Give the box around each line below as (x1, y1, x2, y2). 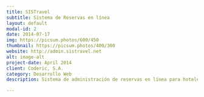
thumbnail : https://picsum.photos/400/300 (6, 43, 115, 49)
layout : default (6, 20, 47, 26)
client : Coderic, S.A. (6, 65, 64, 72)
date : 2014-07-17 (6, 32, 50, 38)
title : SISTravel (6, 8, 50, 15)
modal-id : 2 (6, 25, 36, 32)
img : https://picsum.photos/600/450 (6, 37, 99, 43)
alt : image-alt (6, 54, 45, 60)
